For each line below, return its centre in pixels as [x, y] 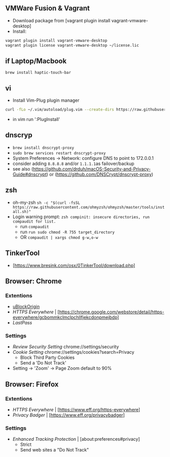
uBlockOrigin [26, 307]
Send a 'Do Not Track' [43, 363]
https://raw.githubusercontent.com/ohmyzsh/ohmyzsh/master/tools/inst [89, 207]
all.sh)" [22, 212]
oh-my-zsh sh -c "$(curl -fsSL [46, 202]
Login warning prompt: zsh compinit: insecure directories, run [81, 217]
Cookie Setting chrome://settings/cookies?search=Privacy [73, 352]
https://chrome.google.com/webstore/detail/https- [112, 312]
